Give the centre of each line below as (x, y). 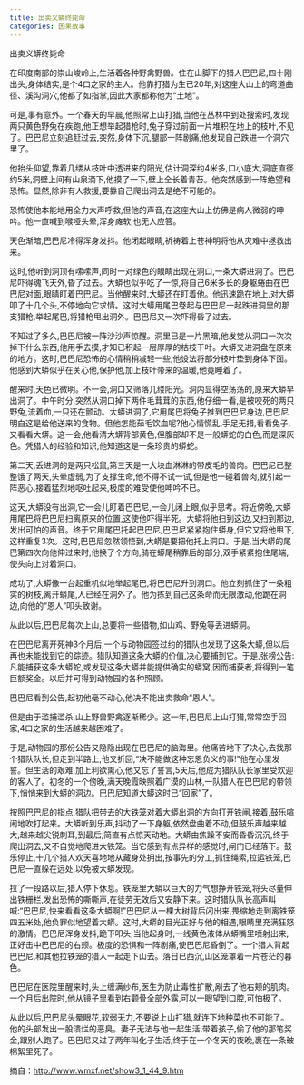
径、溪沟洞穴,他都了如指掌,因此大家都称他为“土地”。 (107, 95)
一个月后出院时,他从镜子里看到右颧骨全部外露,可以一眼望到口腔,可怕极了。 (148, 998)
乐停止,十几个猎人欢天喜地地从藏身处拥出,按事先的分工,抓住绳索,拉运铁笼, (147, 857)
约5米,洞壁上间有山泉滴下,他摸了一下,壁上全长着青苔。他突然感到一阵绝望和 (151, 179)
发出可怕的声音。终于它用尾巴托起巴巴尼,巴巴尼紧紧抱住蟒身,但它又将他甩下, (152, 529)
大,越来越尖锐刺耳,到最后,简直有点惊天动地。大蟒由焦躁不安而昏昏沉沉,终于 (149, 835)
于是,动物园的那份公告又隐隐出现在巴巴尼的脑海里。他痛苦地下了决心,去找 (147, 747)
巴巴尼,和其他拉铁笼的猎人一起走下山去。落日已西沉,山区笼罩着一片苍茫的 (147, 956)
